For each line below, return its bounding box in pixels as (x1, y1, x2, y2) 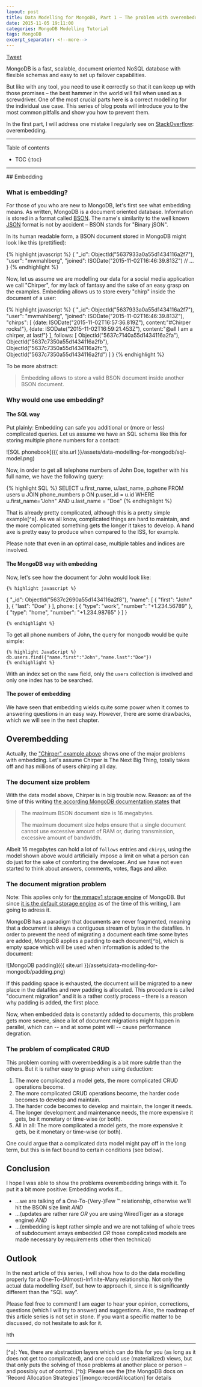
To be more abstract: (6, 363, 58, 370)
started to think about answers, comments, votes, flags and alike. (6, 865, 168, 872)
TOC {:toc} (14, 156, 42, 163)
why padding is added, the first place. (6, 999, 100, 1006)
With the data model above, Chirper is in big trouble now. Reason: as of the (6, 791, 192, 798)
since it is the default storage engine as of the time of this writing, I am (6, 900, 181, 907)
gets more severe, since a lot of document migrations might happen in (6, 1017, 180, 1024)
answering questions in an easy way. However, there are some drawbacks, (6, 710, 192, 717)
